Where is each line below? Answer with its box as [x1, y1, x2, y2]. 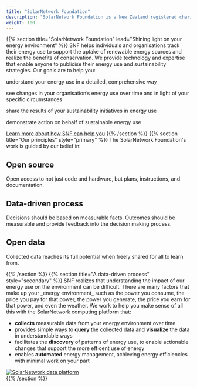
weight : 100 [6, 19, 35, 25]
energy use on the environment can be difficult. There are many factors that [6, 283, 189, 290]
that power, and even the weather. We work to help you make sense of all [6, 302, 184, 309]
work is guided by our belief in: [6, 142, 81, 150]
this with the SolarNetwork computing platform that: [6, 308, 132, 315]
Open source [6, 159, 55, 169]
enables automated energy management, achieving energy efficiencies [14, 351, 188, 358]
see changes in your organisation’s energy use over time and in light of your [6, 89, 189, 97]
